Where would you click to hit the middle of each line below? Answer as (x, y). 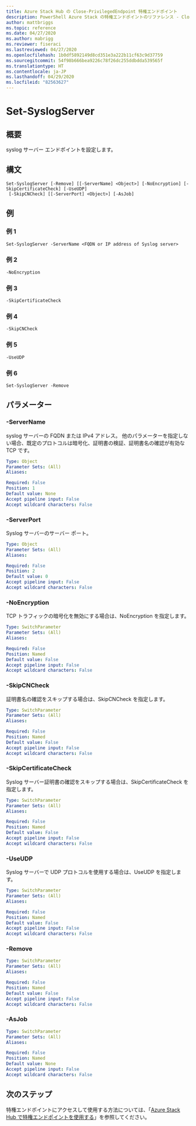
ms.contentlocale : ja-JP (36, 72)
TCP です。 (20, 450)
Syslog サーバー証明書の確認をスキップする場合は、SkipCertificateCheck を (97, 782)
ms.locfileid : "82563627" (37, 83)
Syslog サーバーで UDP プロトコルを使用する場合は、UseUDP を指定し (91, 872)
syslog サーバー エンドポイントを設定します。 (61, 149)
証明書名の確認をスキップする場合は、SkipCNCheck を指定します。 (87, 699)
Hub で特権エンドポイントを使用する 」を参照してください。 (78, 1117)
